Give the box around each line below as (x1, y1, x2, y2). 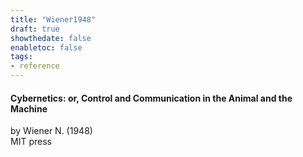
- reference (10, 61, 60, 71)
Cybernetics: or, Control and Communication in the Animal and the (10, 92, 293, 104)
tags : (10, 52, 33, 62)
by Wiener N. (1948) (10, 125, 93, 137)
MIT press (10, 136, 52, 148)
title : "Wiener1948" (10, 14, 97, 25)
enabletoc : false (10, 42, 83, 53)
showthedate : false (10, 33, 92, 43)
